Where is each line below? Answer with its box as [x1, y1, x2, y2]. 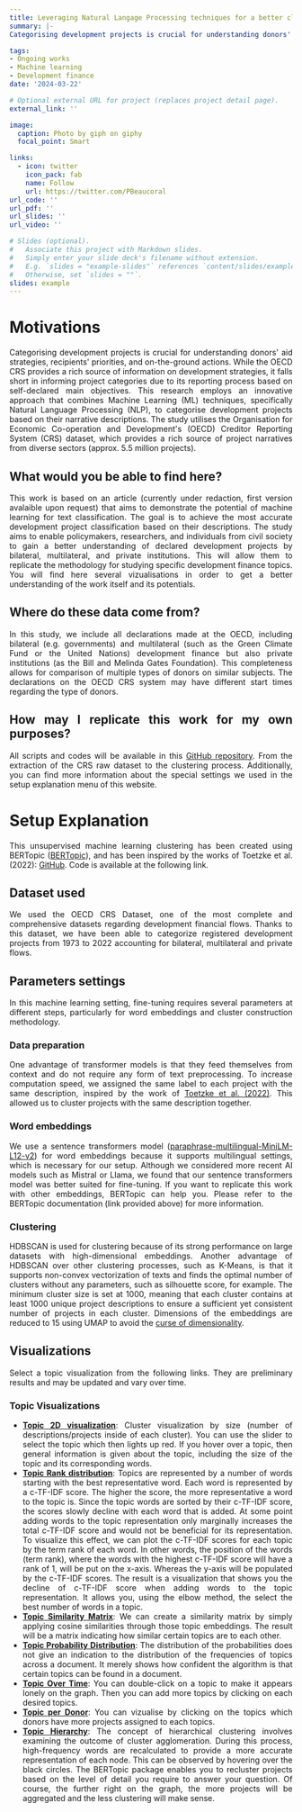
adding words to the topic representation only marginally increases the [22, 1516, 293, 1527]
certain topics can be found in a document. [22, 1669, 182, 1680]
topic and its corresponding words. [22, 1458, 153, 1469]
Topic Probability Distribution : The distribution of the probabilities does [22, 1640, 293, 1651]
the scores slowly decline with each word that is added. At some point [22, 1506, 293, 1517]
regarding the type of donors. [9, 686, 119, 697]
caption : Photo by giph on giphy [17, 129, 143, 138]
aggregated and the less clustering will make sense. [22, 1793, 216, 1804]
